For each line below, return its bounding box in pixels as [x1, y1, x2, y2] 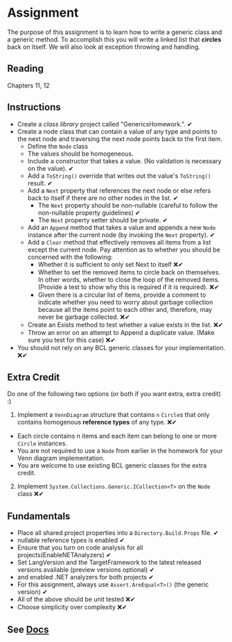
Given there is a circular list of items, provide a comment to [37, 290, 206, 299]
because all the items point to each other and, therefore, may [37, 305, 213, 313]
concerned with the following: [27, 252, 113, 261]
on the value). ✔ [27, 164, 74, 172]
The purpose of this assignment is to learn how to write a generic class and [7, 28, 222, 36]
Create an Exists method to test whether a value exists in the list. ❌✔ [27, 320, 224, 329]
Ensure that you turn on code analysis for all [17, 543, 143, 552]
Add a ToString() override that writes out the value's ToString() [27, 172, 211, 180]
